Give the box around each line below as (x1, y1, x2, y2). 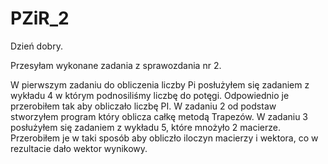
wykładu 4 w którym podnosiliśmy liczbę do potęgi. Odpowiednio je (10, 89, 290, 101)
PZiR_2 (10, 7, 70, 30)
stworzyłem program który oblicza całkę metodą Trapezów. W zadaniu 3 (10, 110, 309, 122)
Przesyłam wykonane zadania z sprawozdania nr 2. (10, 59, 222, 71)
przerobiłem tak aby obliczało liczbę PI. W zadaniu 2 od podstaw (10, 100, 277, 112)
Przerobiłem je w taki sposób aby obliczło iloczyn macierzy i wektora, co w (10, 132, 319, 144)
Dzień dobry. (10, 40, 63, 52)
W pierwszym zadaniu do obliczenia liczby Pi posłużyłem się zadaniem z (10, 78, 310, 91)
